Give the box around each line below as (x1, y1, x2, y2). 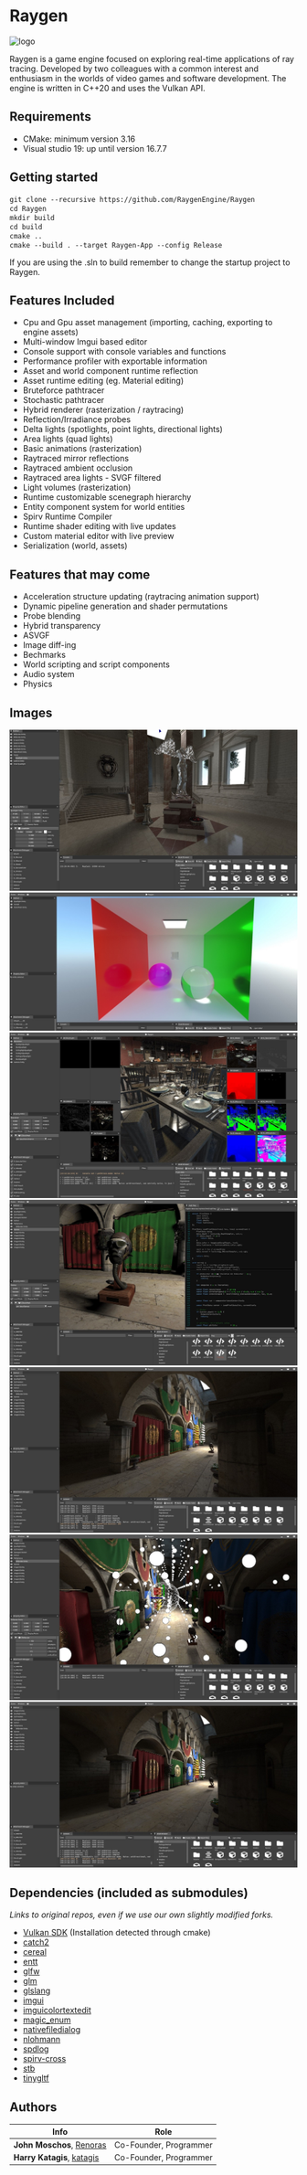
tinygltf (22, 2073, 50, 2084)
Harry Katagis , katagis (13, 2152, 100, 2163)
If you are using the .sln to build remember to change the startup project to (9, 257, 291, 268)
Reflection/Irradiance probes (22, 414, 131, 425)
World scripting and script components (22, 659, 171, 670)
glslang (22, 1985, 51, 1997)
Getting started (9, 170, 99, 186)
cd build (9, 222, 43, 231)
